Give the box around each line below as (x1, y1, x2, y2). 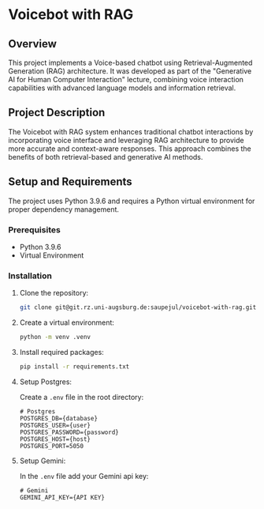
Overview (8, 37, 58, 51)
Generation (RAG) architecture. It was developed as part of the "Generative (8, 66, 252, 76)
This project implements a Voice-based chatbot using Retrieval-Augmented (8, 58, 253, 67)
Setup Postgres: (19, 377, 73, 386)
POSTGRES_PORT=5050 (19, 442, 84, 450)
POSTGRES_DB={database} (19, 414, 99, 422)
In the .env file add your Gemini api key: (19, 471, 149, 481)
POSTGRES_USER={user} (19, 421, 91, 429)
